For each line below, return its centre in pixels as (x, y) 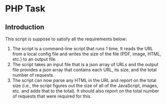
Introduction (25, 27)
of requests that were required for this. (52, 96)
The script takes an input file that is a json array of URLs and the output (85, 64)
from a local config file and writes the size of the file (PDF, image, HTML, (87, 54)
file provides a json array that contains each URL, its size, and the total (84, 70)
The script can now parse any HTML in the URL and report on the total (84, 80)
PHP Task (25, 9)
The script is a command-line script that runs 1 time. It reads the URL (83, 49)
